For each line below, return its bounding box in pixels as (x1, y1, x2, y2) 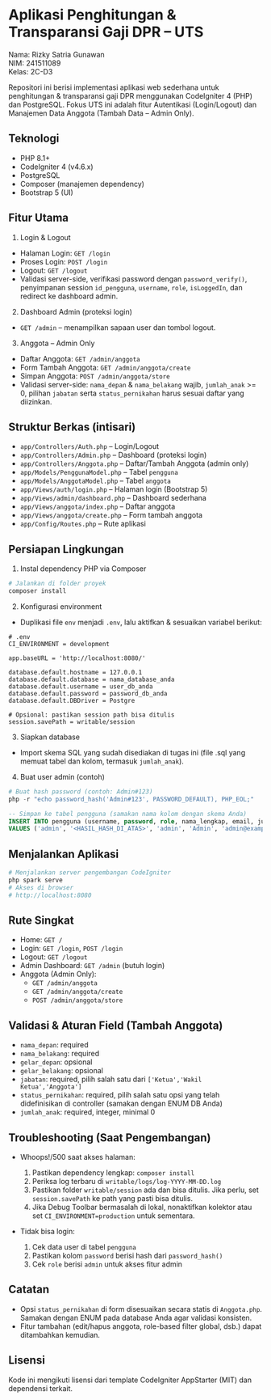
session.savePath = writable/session (8, 717, 135, 725)
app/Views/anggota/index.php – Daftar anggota (19, 501, 176, 511)
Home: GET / (19, 935, 63, 945)
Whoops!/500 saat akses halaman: (19, 1153, 135, 1162)
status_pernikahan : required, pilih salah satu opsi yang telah (19, 1090, 220, 1100)
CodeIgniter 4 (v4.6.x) (19, 162, 94, 171)
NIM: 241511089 (8, 58, 61, 68)
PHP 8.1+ (19, 153, 51, 163)
